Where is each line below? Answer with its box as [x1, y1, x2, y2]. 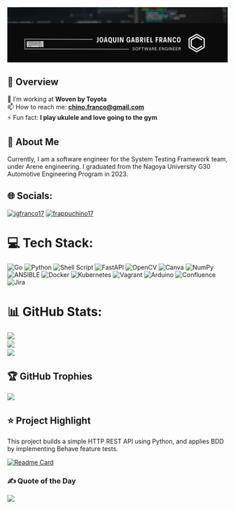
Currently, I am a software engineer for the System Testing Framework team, [7, 154, 228, 163]
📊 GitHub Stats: [7, 304, 103, 320]
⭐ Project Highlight [7, 415, 91, 427]
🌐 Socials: [7, 190, 53, 202]
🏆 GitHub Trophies [7, 371, 93, 383]
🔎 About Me [7, 136, 59, 148]
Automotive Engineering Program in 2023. [7, 170, 129, 178]
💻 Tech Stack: [7, 235, 94, 251]
